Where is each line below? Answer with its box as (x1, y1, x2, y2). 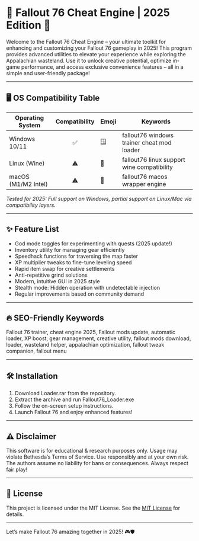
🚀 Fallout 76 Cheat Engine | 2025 (6, 6, 170, 20)
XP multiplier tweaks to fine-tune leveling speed (14, 258, 132, 266)
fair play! (6, 466, 28, 473)
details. (6, 510, 24, 518)
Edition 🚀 (6, 18, 51, 32)
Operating (14, 113, 44, 121)
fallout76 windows (122, 131, 174, 139)
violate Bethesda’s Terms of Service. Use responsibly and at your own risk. (6, 453, 189, 460)
